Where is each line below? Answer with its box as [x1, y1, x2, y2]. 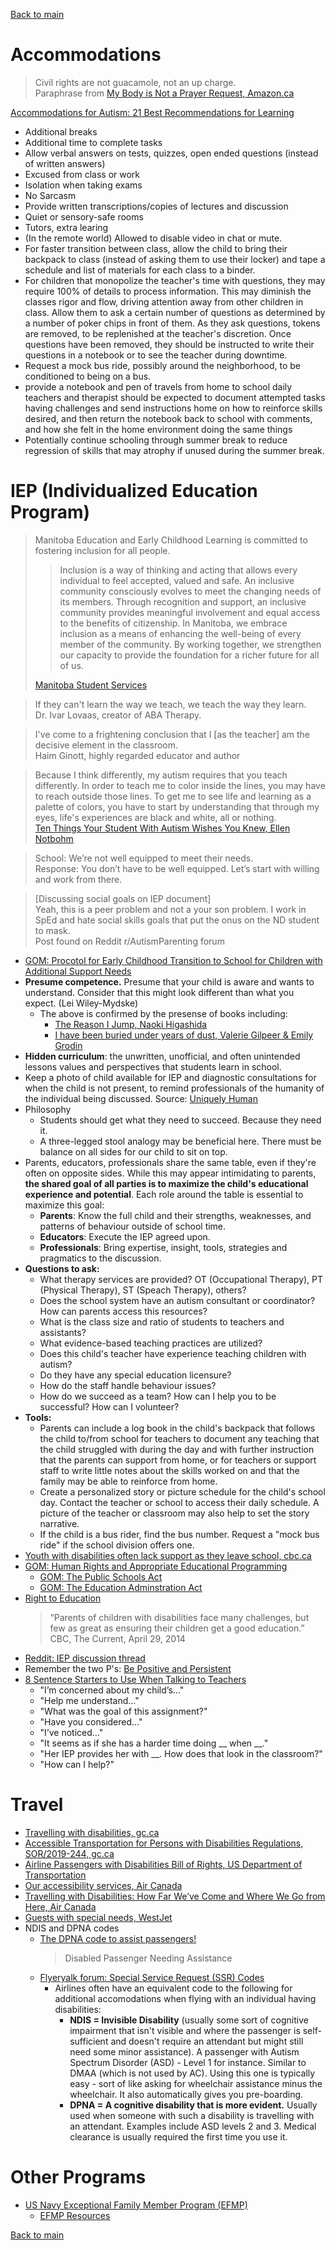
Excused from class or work [24, 168, 141, 180]
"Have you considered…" [39, 1715, 143, 1728]
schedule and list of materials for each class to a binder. [24, 264, 256, 276]
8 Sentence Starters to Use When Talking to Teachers [24, 1673, 247, 1685]
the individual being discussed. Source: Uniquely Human [24, 1092, 258, 1104]
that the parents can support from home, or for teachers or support [39, 1454, 317, 1466]
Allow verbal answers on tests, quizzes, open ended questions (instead [24, 147, 319, 159]
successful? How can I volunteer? [39, 1400, 180, 1413]
